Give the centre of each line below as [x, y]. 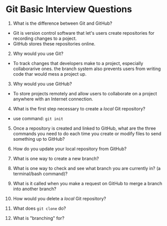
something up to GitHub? [39, 139]
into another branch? [35, 189]
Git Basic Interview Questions [69, 9]
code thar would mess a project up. [50, 74]
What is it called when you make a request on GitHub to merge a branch [88, 183]
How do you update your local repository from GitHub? [70, 149]
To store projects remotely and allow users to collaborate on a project [85, 93]
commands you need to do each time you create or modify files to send [87, 133]
